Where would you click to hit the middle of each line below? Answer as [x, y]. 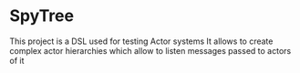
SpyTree [42, 16]
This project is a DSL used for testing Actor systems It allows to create [141, 41]
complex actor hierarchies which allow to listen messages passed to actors [150, 50]
